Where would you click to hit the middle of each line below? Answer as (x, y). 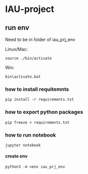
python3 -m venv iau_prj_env (35, 167)
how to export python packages (44, 112)
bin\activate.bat (23, 77)
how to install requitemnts (37, 89)
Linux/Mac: (17, 49)
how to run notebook (31, 135)
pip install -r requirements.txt (40, 100)
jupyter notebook (23, 145)
